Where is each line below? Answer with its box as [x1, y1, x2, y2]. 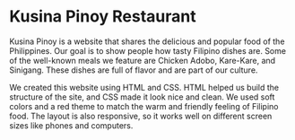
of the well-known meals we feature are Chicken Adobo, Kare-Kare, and [9, 55, 276, 66]
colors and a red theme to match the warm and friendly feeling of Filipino [9, 101, 279, 111]
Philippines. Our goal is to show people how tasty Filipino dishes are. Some [9, 45, 287, 56]
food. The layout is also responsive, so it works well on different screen [9, 110, 273, 121]
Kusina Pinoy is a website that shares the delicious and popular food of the [9, 36, 285, 47]
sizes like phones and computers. [9, 119, 134, 131]
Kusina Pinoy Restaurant [9, 6, 196, 27]
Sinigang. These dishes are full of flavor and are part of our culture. [9, 65, 258, 75]
